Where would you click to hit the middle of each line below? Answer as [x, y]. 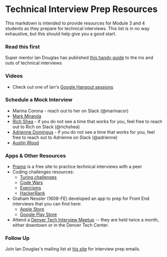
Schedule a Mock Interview [39, 100]
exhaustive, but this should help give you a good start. [61, 34]
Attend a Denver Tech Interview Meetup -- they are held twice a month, [86, 220]
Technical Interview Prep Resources [82, 9]
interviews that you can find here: [47, 204]
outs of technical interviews [34, 63]
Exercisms [30, 188]
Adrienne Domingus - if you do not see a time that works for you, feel [83, 132]
